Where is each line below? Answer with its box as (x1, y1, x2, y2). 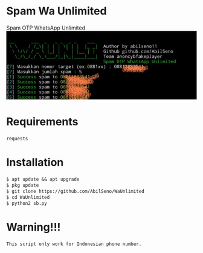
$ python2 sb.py (6, 201, 47, 207)
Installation (6, 155, 64, 169)
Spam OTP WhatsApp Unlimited (6, 24, 86, 31)
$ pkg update (6, 183, 39, 189)
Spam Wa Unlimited (6, 4, 107, 18)
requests (6, 136, 28, 142)
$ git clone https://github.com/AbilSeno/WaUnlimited (6, 189, 145, 195)
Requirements (6, 115, 79, 129)
